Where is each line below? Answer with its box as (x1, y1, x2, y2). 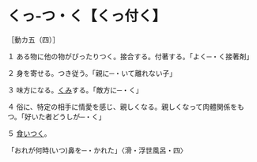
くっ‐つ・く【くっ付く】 (7, 7, 167, 25)
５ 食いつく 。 (7, 128, 51, 138)
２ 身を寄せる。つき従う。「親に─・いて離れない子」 (7, 68, 177, 77)
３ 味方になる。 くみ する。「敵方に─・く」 (7, 85, 143, 95)
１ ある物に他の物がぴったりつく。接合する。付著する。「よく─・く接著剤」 (7, 51, 254, 61)
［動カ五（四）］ (7, 35, 60, 44)
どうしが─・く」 (51, 111, 106, 121)
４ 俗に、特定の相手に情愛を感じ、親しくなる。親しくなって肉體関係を (7, 102, 238, 111)
